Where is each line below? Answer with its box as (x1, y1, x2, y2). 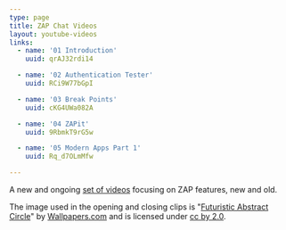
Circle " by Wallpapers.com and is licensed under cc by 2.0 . (9, 211, 226, 221)
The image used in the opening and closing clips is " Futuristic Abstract (9, 201, 269, 212)
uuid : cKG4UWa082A (25, 103, 94, 112)
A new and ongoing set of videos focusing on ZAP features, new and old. (9, 185, 278, 194)
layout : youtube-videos (9, 29, 98, 38)
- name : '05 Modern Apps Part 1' (17, 144, 142, 152)
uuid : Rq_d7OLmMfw (25, 152, 94, 161)
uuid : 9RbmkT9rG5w (25, 127, 94, 136)
